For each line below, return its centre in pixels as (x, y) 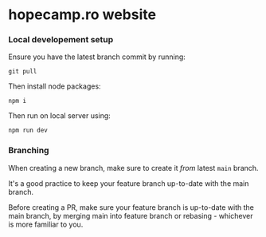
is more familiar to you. (46, 224)
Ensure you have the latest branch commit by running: (97, 57)
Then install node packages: (55, 86)
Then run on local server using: (60, 116)
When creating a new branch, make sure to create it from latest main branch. (133, 168)
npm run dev (28, 130)
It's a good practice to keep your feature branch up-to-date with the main (129, 183)
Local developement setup (61, 40)
